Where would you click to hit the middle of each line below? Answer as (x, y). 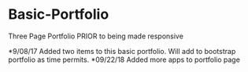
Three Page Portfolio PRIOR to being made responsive (96, 36)
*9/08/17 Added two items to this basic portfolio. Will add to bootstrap (122, 51)
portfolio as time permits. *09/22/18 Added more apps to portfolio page (124, 59)
